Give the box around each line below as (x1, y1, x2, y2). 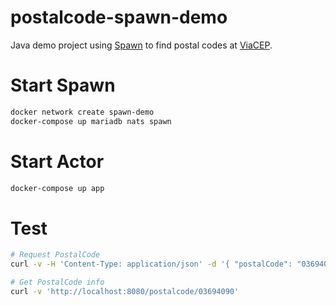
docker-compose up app (10, 183, 105, 193)
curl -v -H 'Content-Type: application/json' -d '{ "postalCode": (10, 259, 293, 270)
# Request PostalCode (10, 250, 101, 260)
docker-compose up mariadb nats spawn (10, 116, 172, 126)
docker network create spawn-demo (10, 107, 155, 117)
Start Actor (10, 150, 105, 173)
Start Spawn (10, 74, 116, 97)
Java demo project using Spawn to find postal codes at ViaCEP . (10, 39, 273, 51)
